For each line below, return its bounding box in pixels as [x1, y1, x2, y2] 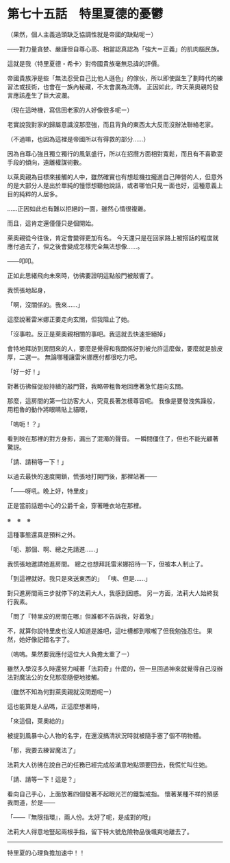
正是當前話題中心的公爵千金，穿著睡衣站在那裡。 [7, 501, 145, 509]
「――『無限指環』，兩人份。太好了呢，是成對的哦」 [7, 813, 154, 821]
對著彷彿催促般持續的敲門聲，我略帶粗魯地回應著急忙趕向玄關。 [7, 382, 187, 390]
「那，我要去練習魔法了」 [7, 746, 79, 754]
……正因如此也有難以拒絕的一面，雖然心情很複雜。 [7, 204, 150, 213]
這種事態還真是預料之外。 [7, 530, 79, 539]
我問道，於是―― [7, 798, 55, 807]
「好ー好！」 [7, 367, 43, 376]
